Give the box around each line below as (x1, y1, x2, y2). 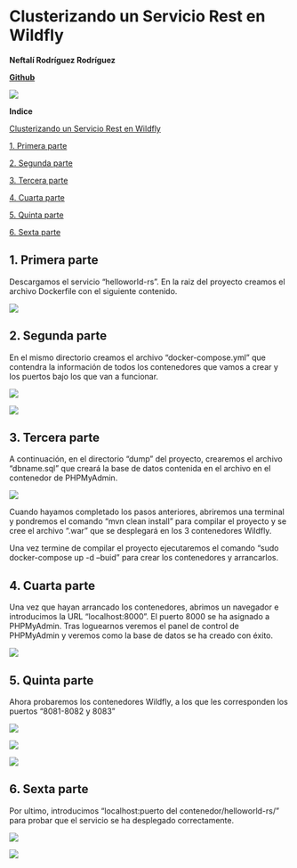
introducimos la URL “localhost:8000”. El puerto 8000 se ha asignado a (9, 611, 270, 622)
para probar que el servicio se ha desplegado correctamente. (9, 815, 234, 825)
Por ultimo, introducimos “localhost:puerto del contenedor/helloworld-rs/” (9, 805, 280, 816)
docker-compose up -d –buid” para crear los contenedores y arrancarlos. (9, 553, 279, 563)
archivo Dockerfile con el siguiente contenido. (9, 285, 178, 296)
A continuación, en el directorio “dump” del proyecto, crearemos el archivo (9, 454, 283, 464)
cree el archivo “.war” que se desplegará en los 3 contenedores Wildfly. (9, 526, 272, 536)
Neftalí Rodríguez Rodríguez (9, 54, 116, 65)
